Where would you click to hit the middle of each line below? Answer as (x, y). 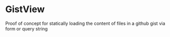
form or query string (27, 28)
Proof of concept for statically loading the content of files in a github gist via (85, 23)
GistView (25, 9)
